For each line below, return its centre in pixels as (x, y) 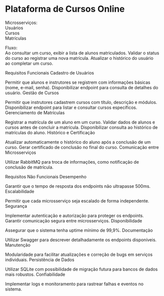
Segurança (16, 206)
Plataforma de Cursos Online (65, 9)
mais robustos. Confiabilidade (35, 274)
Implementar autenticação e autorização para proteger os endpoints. (75, 215)
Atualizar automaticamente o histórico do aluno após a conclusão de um (78, 142)
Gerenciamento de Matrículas (35, 112)
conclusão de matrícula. (29, 167)
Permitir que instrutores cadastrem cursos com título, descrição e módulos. (81, 102)
